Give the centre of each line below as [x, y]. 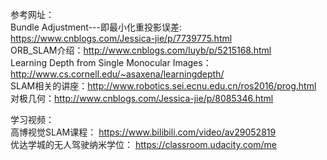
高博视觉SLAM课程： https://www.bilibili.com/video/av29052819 [143, 132]
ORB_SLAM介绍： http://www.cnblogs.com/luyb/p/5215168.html [141, 50]
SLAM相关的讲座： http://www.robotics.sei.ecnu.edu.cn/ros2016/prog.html [163, 86]
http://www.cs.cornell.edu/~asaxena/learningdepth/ [117, 74]
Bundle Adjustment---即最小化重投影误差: [96, 27]
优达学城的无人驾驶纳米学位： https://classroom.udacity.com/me [143, 144]
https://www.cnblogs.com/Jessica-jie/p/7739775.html [121, 38]
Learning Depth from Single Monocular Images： [111, 62]
